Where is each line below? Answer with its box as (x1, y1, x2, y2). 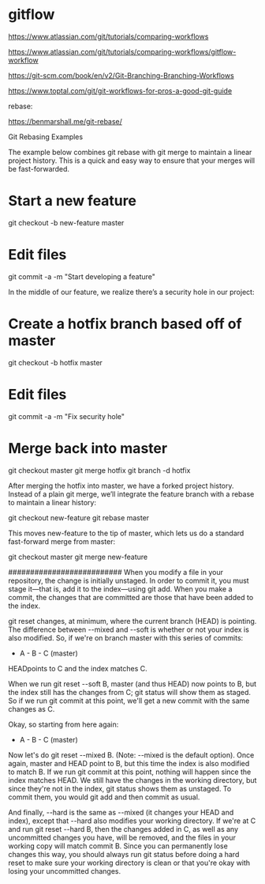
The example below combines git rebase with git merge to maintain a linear (8, 147, 252, 157)
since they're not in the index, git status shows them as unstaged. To (8, 784, 232, 793)
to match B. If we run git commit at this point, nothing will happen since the (8, 767, 252, 776)
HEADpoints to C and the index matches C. (8, 663, 147, 673)
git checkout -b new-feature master (8, 217, 125, 227)
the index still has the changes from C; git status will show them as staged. (8, 687, 251, 697)
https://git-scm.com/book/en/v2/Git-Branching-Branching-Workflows (8, 70, 234, 80)
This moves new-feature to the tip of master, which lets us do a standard (8, 528, 244, 538)
